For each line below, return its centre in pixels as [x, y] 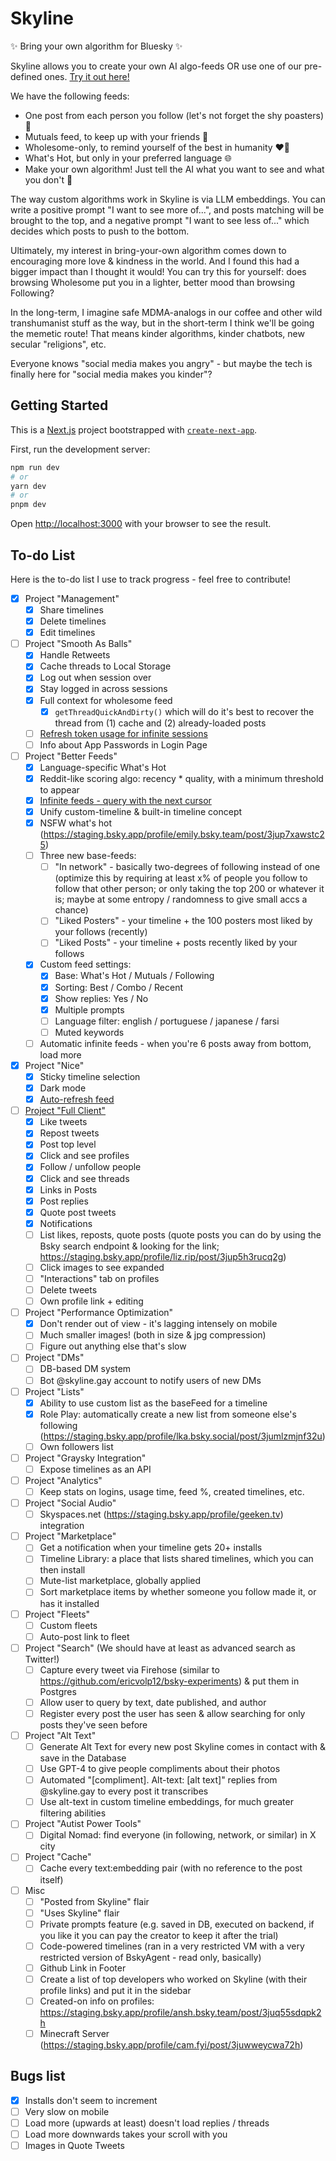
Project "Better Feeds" [71, 756]
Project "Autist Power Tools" [83, 1824]
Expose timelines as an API [95, 1469]
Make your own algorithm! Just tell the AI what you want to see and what [174, 169]
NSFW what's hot [76, 823]
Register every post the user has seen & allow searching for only [172, 1713]
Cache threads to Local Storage [105, 666]
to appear [59, 789]
